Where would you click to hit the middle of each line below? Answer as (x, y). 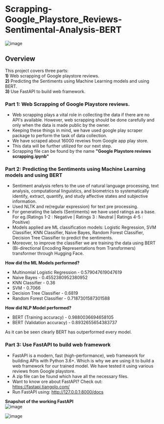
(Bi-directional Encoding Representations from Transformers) (74, 248)
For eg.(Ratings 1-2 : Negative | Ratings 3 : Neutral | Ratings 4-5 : (78, 217)
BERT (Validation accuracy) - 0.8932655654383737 (65, 323)
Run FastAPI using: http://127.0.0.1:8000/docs (58, 392)
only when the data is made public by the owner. (61, 125)
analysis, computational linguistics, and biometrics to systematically (81, 191)
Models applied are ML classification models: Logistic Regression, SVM (84, 227)
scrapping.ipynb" (30, 156)
